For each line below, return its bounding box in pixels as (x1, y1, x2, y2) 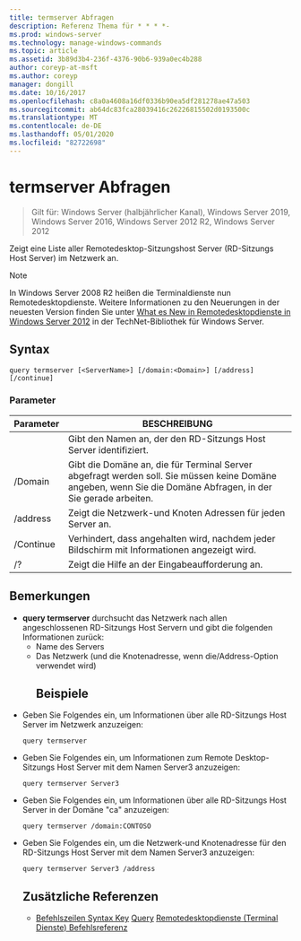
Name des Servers (35, 640, 105, 651)
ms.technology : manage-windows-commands (9, 38, 163, 48)
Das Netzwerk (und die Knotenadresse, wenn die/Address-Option (35, 650, 279, 661)
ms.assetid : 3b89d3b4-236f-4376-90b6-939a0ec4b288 (9, 55, 202, 64)
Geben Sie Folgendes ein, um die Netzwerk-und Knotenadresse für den (21, 838, 287, 849)
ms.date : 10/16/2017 (9, 88, 87, 97)
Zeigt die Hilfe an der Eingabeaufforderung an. (67, 558, 263, 571)
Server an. (67, 518, 112, 530)
